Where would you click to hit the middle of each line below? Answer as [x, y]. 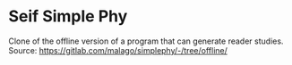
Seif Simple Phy [68, 16]
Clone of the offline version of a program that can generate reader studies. [146, 41]
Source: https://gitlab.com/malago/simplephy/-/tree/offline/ [118, 50]
